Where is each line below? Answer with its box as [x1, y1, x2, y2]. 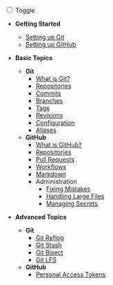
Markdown [35, 170, 67, 178]
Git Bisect [35, 248, 63, 257]
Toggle [14, 6, 35, 15]
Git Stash [35, 241, 62, 249]
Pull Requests [35, 156, 75, 163]
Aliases [35, 126, 56, 134]
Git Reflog [35, 234, 65, 241]
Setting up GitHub [25, 40, 76, 48]
